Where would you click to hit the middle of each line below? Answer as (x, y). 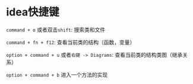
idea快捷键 (33, 12)
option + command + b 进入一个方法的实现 (57, 75)
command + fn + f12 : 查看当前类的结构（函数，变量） (71, 42)
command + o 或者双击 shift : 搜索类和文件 (56, 30)
